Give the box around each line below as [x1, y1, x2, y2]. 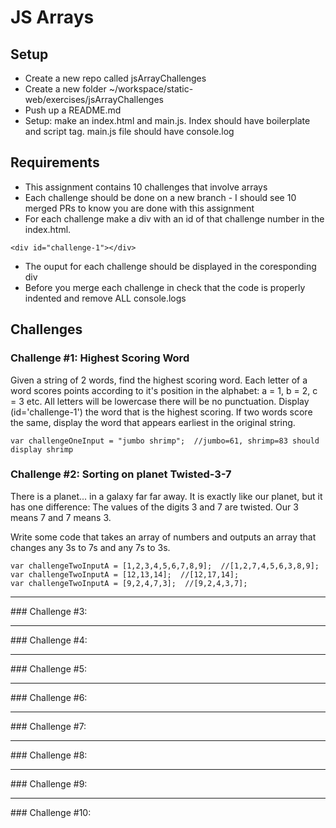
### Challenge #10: [10, 806, 92, 818]
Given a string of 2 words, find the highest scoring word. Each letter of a [10, 374, 308, 386]
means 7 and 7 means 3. [10, 511, 112, 523]
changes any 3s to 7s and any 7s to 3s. [10, 541, 171, 553]
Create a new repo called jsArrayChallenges [24, 72, 207, 84]
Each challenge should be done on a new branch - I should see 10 [24, 191, 297, 203]
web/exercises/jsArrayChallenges [24, 94, 164, 105]
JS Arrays [10, 6, 95, 29]
